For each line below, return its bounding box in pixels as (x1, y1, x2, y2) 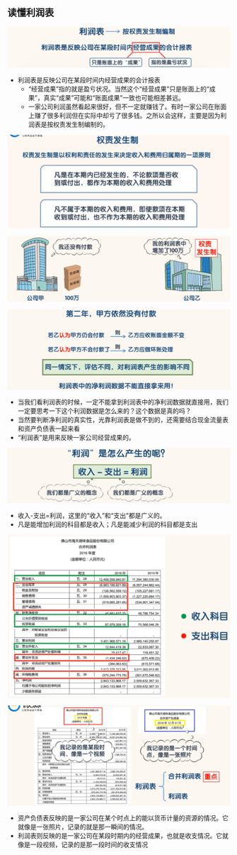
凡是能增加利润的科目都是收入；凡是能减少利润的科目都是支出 (17, 520, 198, 529)
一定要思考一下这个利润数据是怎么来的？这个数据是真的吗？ (17, 407, 192, 415)
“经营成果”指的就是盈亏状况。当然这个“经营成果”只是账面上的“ (28, 84, 210, 93)
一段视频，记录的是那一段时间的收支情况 (30, 840, 149, 849)
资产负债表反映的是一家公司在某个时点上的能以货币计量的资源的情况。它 (17, 813, 229, 822)
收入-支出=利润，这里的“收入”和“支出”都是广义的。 (17, 511, 166, 519)
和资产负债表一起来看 (17, 424, 80, 433)
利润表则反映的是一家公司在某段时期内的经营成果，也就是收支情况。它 (17, 831, 223, 839)
